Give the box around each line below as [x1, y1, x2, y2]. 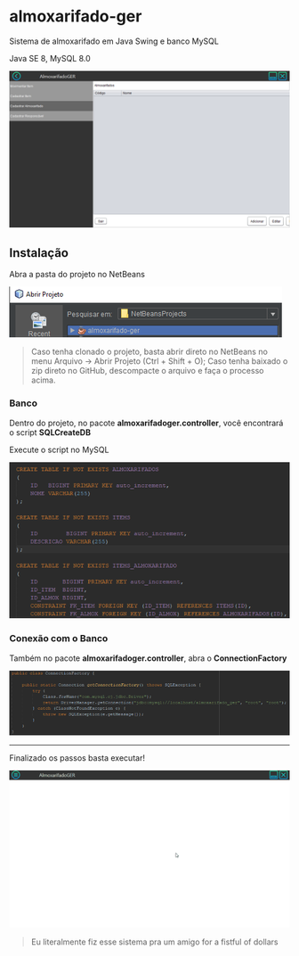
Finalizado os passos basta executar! [9, 752, 145, 763]
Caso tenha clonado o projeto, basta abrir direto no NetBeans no [30, 346, 269, 358]
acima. [30, 375, 56, 385]
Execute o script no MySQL [9, 444, 109, 455]
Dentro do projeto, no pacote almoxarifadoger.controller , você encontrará [9, 417, 284, 428]
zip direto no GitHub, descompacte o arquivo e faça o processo [30, 366, 264, 376]
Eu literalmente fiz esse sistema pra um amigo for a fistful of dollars [30, 936, 279, 947]
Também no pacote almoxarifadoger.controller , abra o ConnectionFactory [9, 653, 287, 663]
